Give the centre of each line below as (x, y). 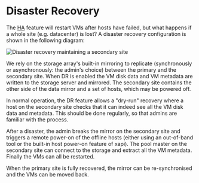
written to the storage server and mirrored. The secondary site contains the (99, 83)
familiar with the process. (37, 119)
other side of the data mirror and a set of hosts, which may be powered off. (99, 89)
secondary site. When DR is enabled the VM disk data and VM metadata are (99, 76)
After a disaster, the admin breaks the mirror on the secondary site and (93, 131)
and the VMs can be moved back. (48, 174)
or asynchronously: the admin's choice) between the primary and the (91, 69)
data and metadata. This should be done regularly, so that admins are (92, 113)
